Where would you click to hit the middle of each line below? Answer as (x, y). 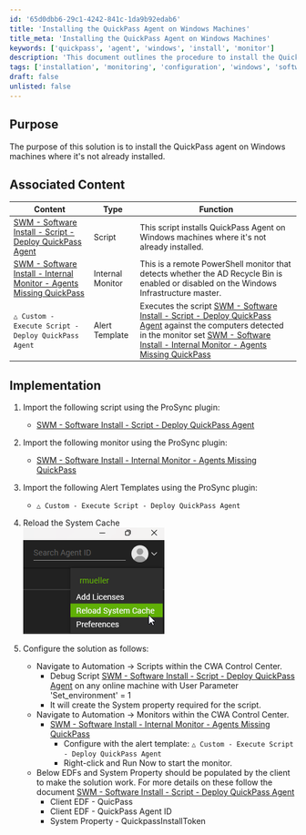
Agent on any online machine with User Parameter (144, 685)
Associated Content (67, 184)
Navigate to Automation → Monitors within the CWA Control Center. (163, 714)
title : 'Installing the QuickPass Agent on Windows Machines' (130, 29)
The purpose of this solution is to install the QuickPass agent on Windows (148, 147)
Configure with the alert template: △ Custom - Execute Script (178, 743)
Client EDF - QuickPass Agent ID (111, 811)
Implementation (56, 386)
